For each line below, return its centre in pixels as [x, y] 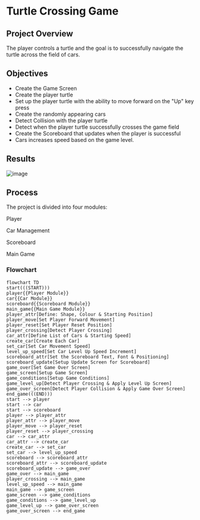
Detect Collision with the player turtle [61, 120]
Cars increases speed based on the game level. [75, 140]
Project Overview [40, 34]
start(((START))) [28, 288]
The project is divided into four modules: [57, 207]
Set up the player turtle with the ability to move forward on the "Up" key [104, 101]
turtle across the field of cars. [43, 55]
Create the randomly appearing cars [60, 114]
